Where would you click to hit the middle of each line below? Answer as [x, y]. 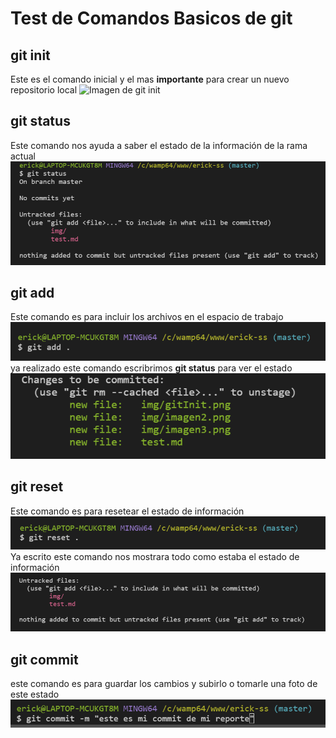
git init [30, 55]
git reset [37, 487]
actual [23, 156]
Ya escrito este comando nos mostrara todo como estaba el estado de [155, 556]
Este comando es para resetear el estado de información [127, 511]
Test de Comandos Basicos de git [151, 18]
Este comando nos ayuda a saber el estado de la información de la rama [159, 145]
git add [32, 293]
